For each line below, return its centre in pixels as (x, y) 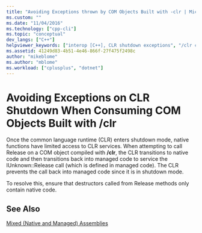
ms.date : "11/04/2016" (35, 23)
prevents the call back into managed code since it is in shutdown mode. (95, 172)
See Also (23, 209)
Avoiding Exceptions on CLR (78, 98)
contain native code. (32, 190)
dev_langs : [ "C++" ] (31, 40)
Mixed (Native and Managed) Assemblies (57, 223)
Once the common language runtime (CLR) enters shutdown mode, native (98, 140)
